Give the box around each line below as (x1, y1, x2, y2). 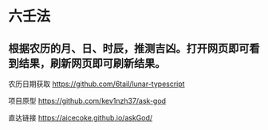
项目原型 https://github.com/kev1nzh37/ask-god (8, 97, 166, 105)
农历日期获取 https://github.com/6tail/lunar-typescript (8, 79, 185, 89)
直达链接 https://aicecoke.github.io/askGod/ (8, 113, 153, 122)
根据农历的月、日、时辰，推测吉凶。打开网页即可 (8, 41, 250, 55)
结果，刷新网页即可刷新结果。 (18, 57, 166, 70)
